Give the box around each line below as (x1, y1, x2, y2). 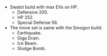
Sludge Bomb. (17, 46, 46, 51)
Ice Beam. (17, 40, 38, 46)
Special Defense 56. (17, 19, 58, 25)
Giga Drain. (17, 35, 40, 41)
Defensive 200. (17, 9, 48, 15)
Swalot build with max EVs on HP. (9, 4, 78, 10)
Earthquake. (17, 30, 42, 36)
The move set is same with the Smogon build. (9, 25, 103, 31)
